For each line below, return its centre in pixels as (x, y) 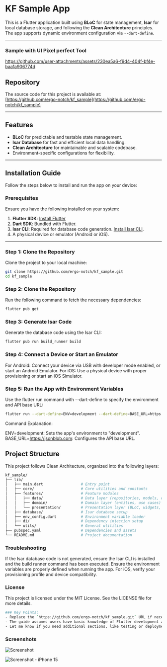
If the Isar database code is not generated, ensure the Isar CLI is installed (80, 559)
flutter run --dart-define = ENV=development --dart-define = (68, 414)
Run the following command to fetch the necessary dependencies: (73, 300)
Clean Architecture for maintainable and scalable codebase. (75, 148)
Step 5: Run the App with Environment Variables (64, 389)
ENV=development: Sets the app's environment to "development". (73, 433)
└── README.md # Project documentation (69, 535)
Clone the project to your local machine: (46, 263)
